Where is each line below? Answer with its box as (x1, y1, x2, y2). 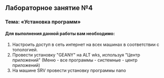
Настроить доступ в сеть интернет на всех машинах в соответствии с (12, 41, 160, 47)
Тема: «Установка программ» (5, 19, 81, 25)
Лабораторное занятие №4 (5, 4, 93, 12)
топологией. (12, 46, 38, 53)
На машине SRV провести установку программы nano (12, 67, 126, 73)
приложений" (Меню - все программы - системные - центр (12, 57, 138, 63)
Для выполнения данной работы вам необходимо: (5, 30, 115, 36)
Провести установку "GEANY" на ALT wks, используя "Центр (12, 52, 141, 58)
